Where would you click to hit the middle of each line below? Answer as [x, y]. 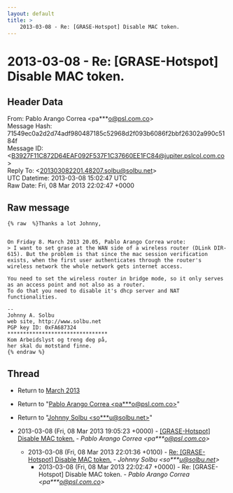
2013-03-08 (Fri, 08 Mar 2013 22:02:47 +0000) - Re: [114, 467]
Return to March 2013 [49, 390]
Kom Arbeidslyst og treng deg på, [58, 340]
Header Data [35, 102]
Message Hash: [30, 126]
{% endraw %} [26, 352]
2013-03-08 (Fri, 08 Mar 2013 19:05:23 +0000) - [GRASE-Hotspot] [114, 431]
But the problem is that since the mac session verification [117, 255]
